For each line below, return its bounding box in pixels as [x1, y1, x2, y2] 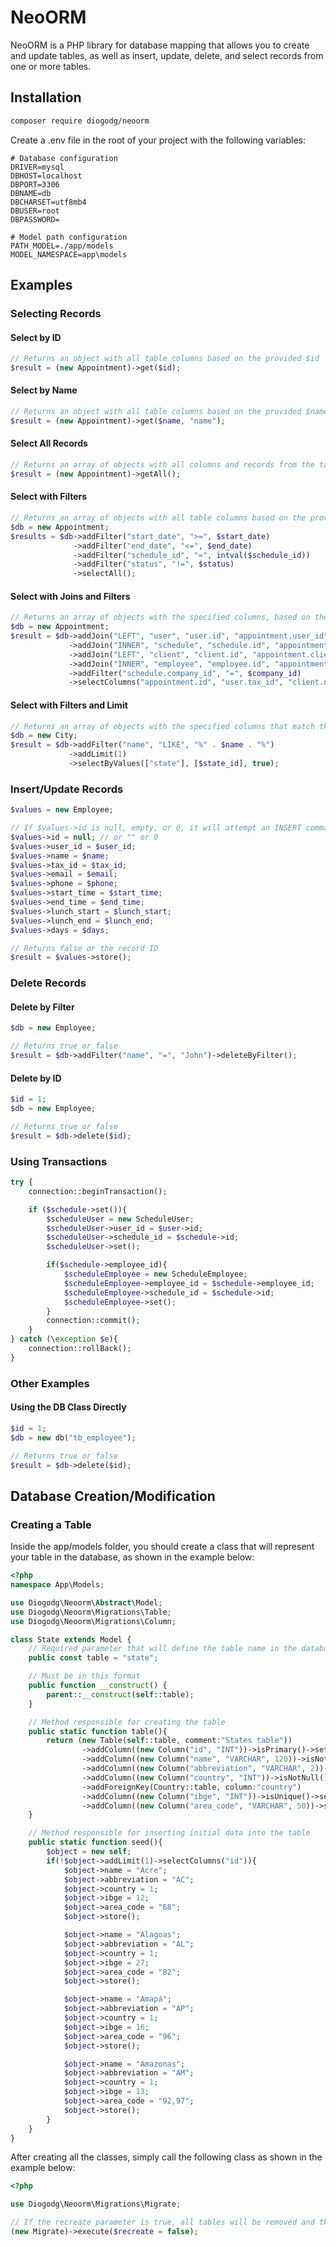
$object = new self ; [46, 1847, 132, 1857]
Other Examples [10, 1376, 90, 1390]
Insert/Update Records [10, 782, 124, 796]
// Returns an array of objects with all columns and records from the [10, 460, 315, 470]
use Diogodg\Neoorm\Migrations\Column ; [10, 1616, 177, 1626]
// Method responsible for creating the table [28, 1717, 226, 1727]
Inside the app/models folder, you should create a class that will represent [10, 1541, 315, 1553]
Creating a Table [10, 1517, 92, 1531]
